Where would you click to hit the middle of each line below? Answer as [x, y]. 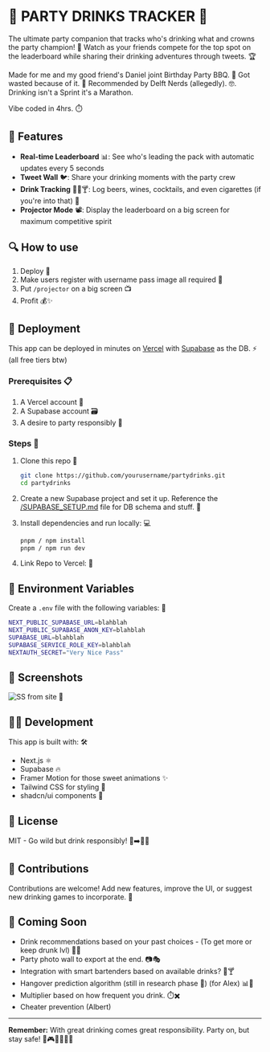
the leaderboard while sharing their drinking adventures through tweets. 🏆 [132, 56]
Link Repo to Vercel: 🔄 [57, 563]
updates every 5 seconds [62, 168]
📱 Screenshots [46, 678]
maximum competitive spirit [66, 221]
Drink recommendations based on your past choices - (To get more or [136, 941]
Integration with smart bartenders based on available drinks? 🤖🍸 [127, 971]
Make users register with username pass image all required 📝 [121, 279]
